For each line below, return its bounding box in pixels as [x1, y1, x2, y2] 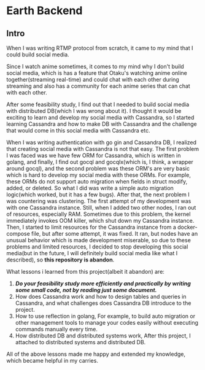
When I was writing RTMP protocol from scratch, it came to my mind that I [6, 44, 193, 52]
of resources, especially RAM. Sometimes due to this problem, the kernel [6, 210, 191, 218]
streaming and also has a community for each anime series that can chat [6, 82, 190, 90]
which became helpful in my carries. [6, 357, 98, 364]
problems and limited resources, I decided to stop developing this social [6, 243, 188, 250]
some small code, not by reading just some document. [15, 287, 157, 293]
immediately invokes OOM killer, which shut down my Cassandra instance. [6, 217, 195, 224]
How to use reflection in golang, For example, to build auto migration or [15, 312, 195, 320]
